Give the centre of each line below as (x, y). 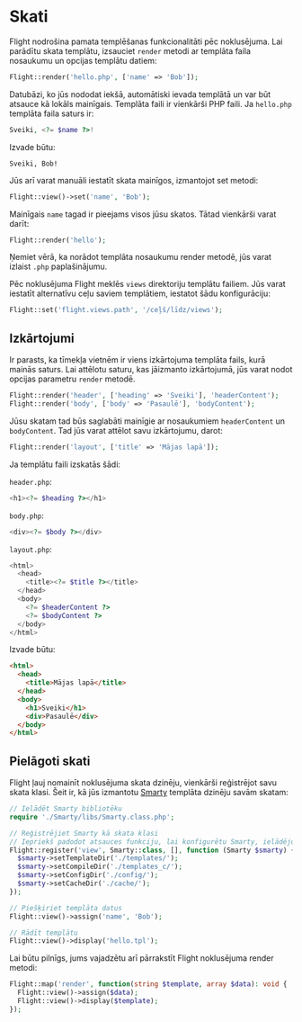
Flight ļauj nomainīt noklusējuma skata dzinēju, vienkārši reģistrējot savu (143, 783)
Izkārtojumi (42, 338)
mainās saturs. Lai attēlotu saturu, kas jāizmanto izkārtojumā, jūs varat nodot (151, 370)
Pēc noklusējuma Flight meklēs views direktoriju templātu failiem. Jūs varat (147, 284)
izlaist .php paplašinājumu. (58, 266)
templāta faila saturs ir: (52, 113)
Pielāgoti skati (50, 761)
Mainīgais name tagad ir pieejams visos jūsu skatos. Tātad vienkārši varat (143, 214)
